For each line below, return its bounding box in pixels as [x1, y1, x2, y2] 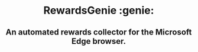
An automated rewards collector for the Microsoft [5, 27, 192, 37]
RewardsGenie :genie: [43, 4, 154, 17]
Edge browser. [71, 36, 126, 46]
